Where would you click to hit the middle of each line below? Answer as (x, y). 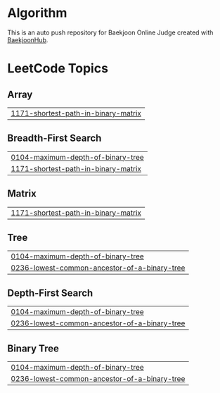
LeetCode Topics (58, 69)
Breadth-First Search (54, 138)
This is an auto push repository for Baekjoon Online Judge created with (110, 32)
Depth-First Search (50, 293)
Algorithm (37, 13)
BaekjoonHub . (28, 39)
